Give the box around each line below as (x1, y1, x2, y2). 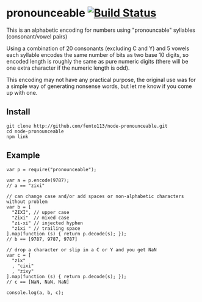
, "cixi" (12, 263, 34, 269)
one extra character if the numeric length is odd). (6, 64, 130, 72)
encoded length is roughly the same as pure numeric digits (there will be (6, 57, 189, 65)
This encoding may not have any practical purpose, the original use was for (6, 76, 197, 83)
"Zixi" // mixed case (12, 215, 70, 221)
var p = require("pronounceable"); (6, 166, 97, 172)
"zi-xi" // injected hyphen (12, 220, 84, 226)
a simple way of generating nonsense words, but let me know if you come (6, 83, 192, 90)
